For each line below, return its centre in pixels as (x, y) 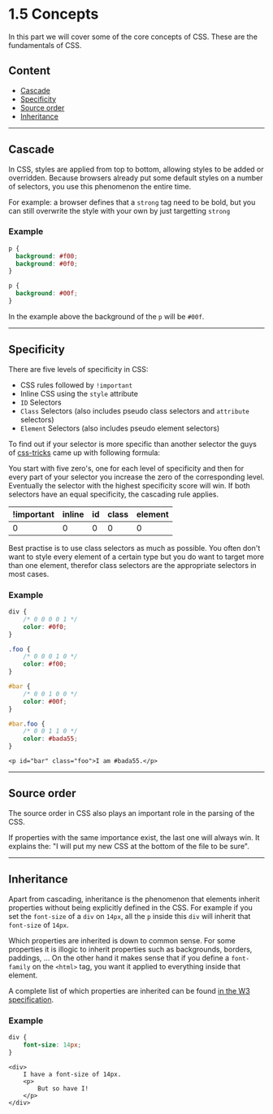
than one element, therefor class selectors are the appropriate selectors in (133, 565)
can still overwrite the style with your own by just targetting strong (119, 210)
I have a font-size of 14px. (72, 1074)
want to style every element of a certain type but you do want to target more (136, 557)
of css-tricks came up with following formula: (84, 453)
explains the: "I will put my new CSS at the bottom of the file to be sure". (129, 846)
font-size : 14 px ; (52, 1045)
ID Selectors (41, 402)
